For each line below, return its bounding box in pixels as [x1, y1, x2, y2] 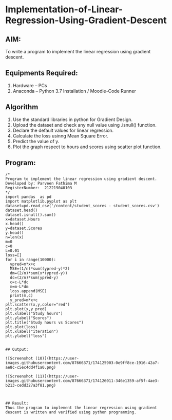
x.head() [5, 222, 24, 227]
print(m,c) [10, 293, 33, 298]
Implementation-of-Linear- [5, 4, 123, 15]
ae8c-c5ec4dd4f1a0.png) [5, 365, 56, 370]
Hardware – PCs [12, 82, 47, 88]
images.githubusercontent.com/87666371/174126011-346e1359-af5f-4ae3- [5, 378, 160, 384]
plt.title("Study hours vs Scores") [5, 320, 84, 325]
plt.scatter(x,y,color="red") [5, 302, 70, 307]
